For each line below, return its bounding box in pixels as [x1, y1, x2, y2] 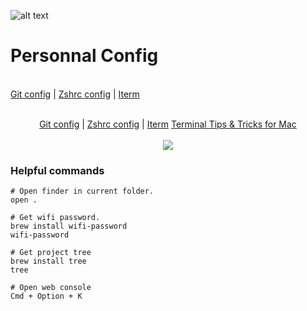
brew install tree [10, 256, 87, 267]
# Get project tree [10, 248, 92, 258]
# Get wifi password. [10, 213, 101, 223]
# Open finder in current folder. [10, 186, 155, 197]
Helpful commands [10, 163, 105, 177]
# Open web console [10, 283, 92, 293]
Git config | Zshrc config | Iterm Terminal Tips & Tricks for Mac [39, 118, 297, 130]
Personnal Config [10, 45, 159, 67]
